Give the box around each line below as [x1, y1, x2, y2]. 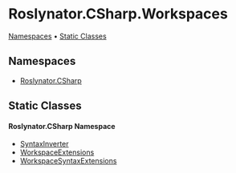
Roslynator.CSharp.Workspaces [8, 5, 229, 23]
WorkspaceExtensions [19, 147, 95, 157]
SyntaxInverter [19, 139, 70, 149]
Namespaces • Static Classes [8, 31, 107, 41]
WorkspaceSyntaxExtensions [19, 156, 117, 166]
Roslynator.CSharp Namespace [8, 121, 116, 131]
